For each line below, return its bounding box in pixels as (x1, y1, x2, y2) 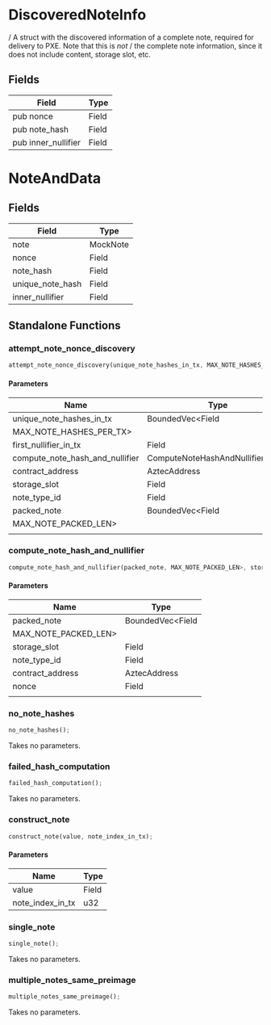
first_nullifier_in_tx (12, 439, 81, 450)
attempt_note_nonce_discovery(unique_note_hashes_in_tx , (8, 361, 204, 369)
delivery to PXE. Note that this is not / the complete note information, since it (8, 40, 263, 50)
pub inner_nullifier (12, 137, 81, 148)
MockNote (89, 238, 129, 250)
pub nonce (12, 111, 54, 122)
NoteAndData (8, 169, 102, 187)
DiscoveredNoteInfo (8, 6, 147, 24)
